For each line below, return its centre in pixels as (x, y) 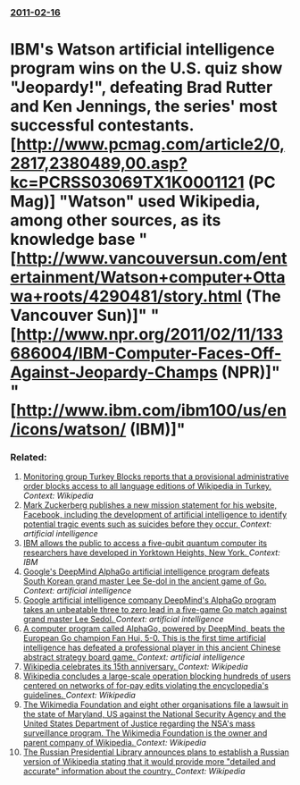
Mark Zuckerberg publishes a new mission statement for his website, (150, 505)
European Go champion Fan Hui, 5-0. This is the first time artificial (145, 638)
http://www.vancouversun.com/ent (152, 259)
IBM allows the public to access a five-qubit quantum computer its (145, 544)
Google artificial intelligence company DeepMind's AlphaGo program (150, 600)
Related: (29, 458)
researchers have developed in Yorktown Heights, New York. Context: (151, 553)
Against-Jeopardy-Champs (114, 372)
